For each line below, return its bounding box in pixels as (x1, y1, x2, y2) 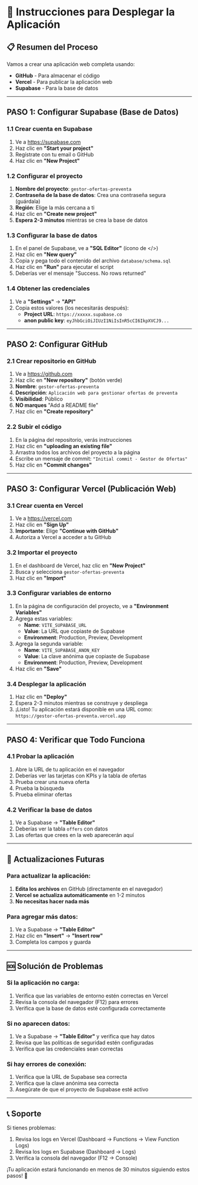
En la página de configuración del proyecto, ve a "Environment (15, 602, 169, 609)
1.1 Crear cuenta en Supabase (6, 125, 93, 133)
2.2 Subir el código (6, 423, 62, 431)
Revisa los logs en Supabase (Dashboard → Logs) (15, 1148, 136, 1156)
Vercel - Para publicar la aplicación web (15, 78, 113, 85)
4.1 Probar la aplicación (6, 752, 74, 760)
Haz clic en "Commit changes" (15, 461, 92, 468)
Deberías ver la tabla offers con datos (15, 825, 108, 832)
